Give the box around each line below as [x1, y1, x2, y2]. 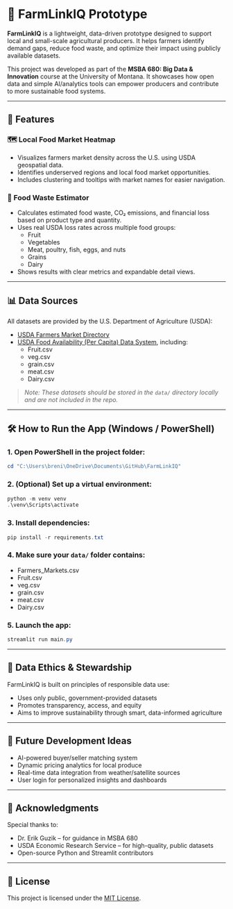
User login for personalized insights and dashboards [17, 776, 168, 784]
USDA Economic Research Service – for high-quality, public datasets [17, 842, 214, 850]
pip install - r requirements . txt [7, 534, 104, 541]
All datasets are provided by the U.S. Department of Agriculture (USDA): [7, 317, 213, 325]
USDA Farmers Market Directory [17, 330, 110, 339]
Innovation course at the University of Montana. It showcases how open [7, 72, 214, 81]
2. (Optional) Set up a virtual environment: [7, 479, 153, 489]
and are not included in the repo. [24, 395, 119, 403]
